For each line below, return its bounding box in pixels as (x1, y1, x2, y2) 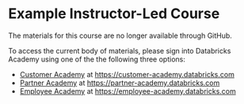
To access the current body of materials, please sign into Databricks (8, 46, 231, 55)
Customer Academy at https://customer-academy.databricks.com (19, 69, 235, 79)
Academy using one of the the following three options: (8, 54, 186, 64)
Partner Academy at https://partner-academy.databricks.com (19, 78, 220, 87)
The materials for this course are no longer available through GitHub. (8, 31, 232, 40)
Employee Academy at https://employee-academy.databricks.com (19, 86, 236, 95)
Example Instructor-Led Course (8, 5, 220, 23)
